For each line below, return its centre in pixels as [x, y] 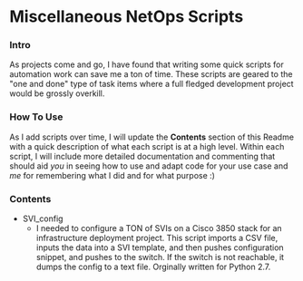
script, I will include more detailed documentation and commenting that [142, 156]
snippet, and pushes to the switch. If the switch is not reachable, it [160, 257]
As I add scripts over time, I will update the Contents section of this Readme [152, 137]
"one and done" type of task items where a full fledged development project [151, 84]
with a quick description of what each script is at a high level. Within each [147, 146]
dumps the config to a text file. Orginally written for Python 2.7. [153, 267]
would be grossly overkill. [57, 93]
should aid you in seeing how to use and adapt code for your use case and [149, 166]
